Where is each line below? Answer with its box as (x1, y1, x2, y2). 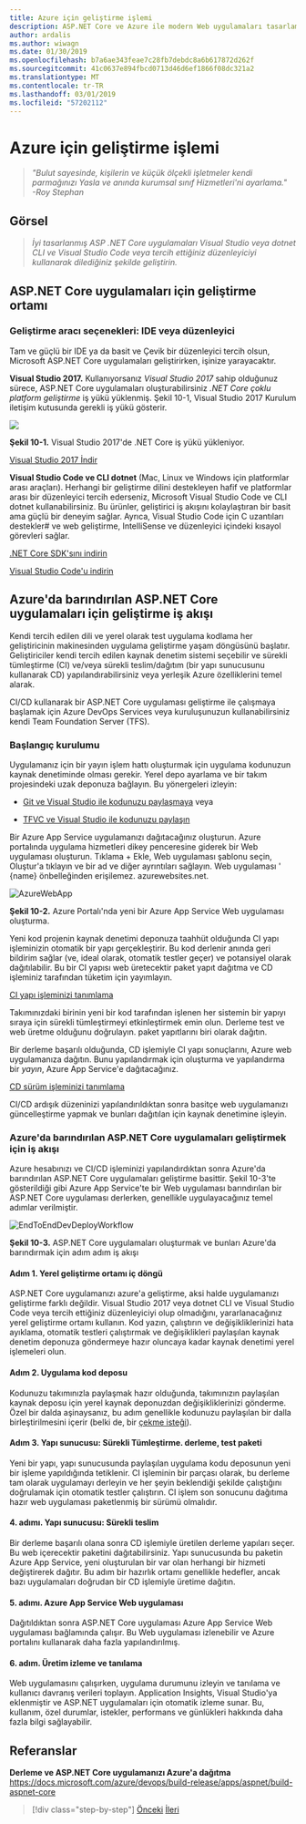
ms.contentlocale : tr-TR (9, 81, 104, 90)
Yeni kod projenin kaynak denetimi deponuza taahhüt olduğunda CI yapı (9, 933, 280, 943)
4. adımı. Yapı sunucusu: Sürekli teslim (9, 1517, 159, 1528)
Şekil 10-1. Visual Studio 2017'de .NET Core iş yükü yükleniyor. (9, 437, 245, 448)
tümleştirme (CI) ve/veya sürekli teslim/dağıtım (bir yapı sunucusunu (9, 659, 266, 670)
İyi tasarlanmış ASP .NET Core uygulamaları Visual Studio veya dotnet (31, 238, 296, 249)
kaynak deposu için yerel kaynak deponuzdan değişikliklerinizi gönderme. (9, 1396, 287, 1408)
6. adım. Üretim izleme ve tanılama (9, 1657, 143, 1668)
